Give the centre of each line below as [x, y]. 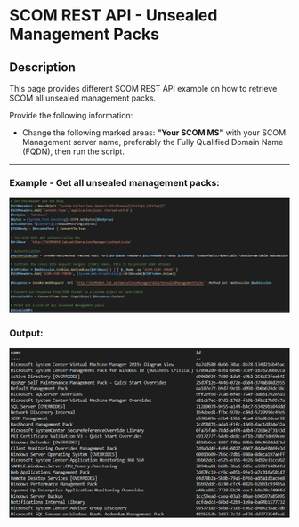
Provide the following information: [71, 115]
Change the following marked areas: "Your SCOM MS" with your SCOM [154, 133]
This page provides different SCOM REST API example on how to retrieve [143, 89]
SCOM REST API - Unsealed [113, 16]
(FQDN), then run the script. [73, 151]
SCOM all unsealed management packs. [83, 98]
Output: [26, 333]
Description [42, 67]
